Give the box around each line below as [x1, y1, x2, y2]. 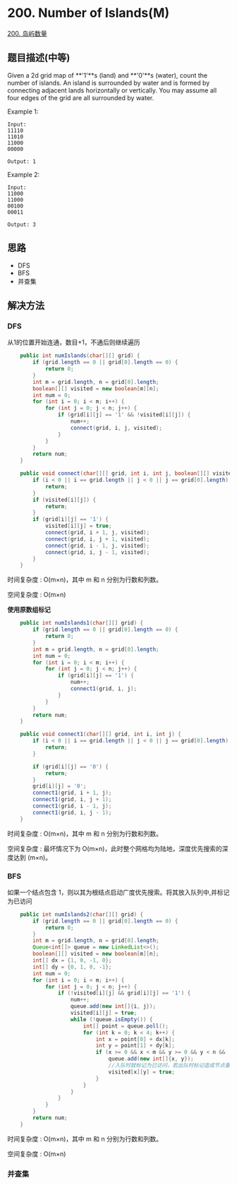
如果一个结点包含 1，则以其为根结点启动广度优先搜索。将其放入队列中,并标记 [7, 888, 230, 896]
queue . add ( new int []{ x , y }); [108, 1055, 194, 1063]
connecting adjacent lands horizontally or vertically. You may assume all [7, 86, 217, 95]
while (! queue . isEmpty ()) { [70, 1016, 153, 1023]
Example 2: [7, 170, 40, 179]
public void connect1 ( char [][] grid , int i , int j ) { [20, 730, 181, 738]
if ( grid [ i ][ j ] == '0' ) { [32, 763, 109, 770]
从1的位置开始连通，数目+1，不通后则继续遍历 [7, 338, 140, 347]
